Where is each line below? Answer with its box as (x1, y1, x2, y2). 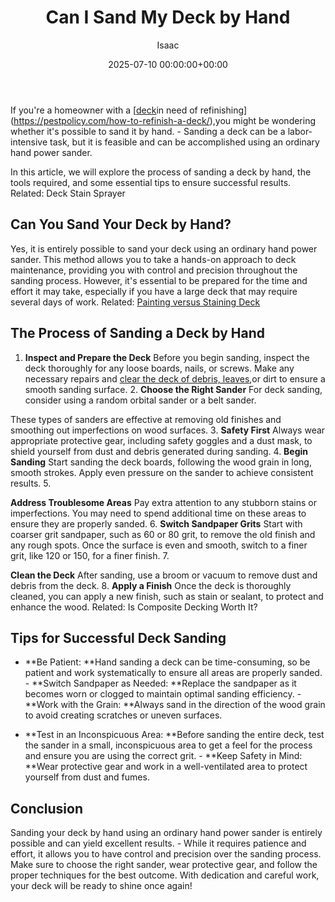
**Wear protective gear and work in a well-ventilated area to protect (24, 761, 308, 773)
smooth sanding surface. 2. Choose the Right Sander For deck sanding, (24, 383, 323, 395)
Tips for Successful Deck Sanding (10, 629, 227, 646)
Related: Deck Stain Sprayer (10, 187, 126, 199)
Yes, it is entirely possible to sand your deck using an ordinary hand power (10, 242, 318, 255)
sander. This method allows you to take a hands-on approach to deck (10, 253, 297, 265)
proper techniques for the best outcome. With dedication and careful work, (10, 869, 320, 881)
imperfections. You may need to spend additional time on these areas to (10, 507, 307, 519)
